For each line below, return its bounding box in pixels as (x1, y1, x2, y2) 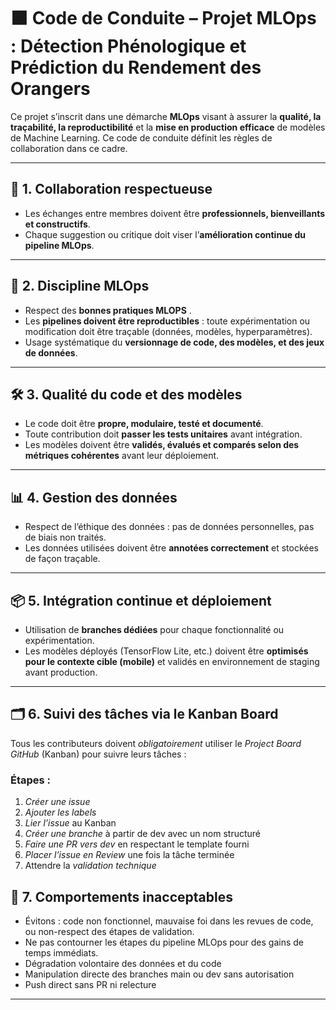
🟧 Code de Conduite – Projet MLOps (10, 7, 317, 30)
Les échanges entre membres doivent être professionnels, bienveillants (24, 207, 325, 219)
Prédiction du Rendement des (10, 56, 262, 79)
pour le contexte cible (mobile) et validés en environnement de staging (24, 656, 320, 667)
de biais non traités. (24, 531, 107, 544)
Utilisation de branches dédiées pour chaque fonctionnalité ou (24, 624, 285, 635)
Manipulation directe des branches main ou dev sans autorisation (24, 968, 295, 980)
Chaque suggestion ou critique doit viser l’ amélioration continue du (24, 228, 307, 240)
